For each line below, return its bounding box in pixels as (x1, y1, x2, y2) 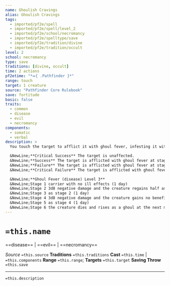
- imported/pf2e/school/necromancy (10, 31, 85, 36)
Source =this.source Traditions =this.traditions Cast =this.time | (5, 252, 147, 258)
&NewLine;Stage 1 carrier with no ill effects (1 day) (10, 181, 128, 187)
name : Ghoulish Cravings (5, 7, 58, 13)
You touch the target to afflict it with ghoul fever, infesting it (10, 144, 157, 150)
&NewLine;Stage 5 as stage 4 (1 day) (10, 200, 90, 205)
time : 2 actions (5, 69, 39, 74)
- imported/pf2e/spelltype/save (10, 36, 78, 41)
